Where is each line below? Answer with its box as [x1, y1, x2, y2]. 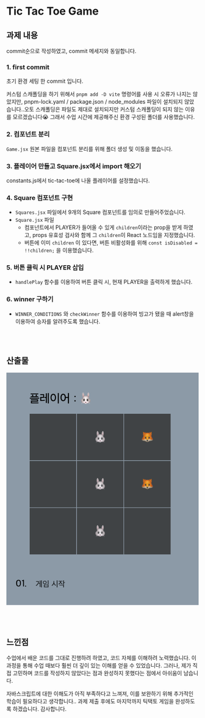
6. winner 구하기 [6, 295, 54, 304]
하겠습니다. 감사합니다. [12, 705, 67, 713]
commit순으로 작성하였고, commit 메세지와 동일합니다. [6, 48, 137, 54]
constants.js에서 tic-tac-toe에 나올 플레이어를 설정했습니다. [6, 177, 150, 184]
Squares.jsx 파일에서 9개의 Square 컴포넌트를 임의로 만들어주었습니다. [15, 208, 186, 216]
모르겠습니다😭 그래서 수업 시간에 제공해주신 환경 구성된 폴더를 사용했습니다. [12, 113, 195, 121]
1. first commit [6, 63, 50, 71]
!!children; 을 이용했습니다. [24, 247, 94, 254]
